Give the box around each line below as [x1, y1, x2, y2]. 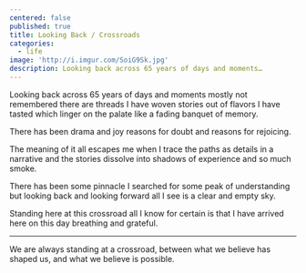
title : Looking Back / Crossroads [9, 30, 141, 39]
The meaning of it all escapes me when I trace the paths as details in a [9, 143, 274, 155]
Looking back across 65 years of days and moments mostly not [9, 88, 248, 100]
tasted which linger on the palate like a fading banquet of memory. [9, 108, 259, 119]
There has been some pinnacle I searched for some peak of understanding [9, 180, 291, 191]
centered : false [9, 13, 71, 23]
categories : [9, 38, 55, 48]
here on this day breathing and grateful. [9, 217, 158, 228]
